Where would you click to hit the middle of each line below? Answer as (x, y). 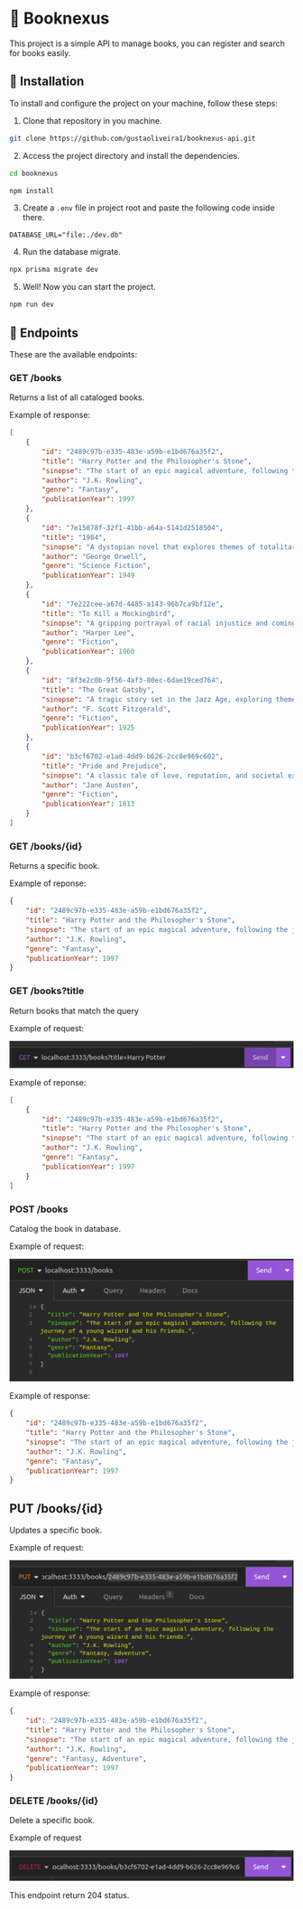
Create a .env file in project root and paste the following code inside (148, 208)
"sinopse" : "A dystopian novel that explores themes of (149, 547)
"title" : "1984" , (74, 537)
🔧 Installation (47, 82)
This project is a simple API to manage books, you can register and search (147, 43)
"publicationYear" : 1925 (88, 728)
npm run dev (32, 305)
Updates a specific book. (56, 1531)
